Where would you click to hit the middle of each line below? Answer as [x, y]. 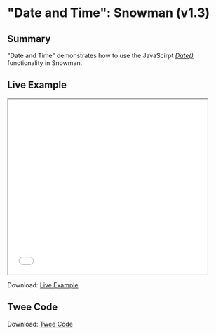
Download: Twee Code [40, 324]
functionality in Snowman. [45, 63]
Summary [29, 39]
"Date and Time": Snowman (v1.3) [109, 13]
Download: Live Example [43, 285]
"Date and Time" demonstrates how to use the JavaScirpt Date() [101, 55]
